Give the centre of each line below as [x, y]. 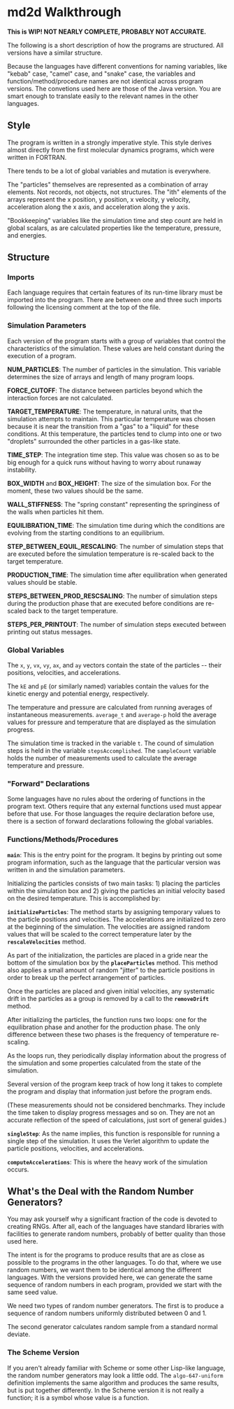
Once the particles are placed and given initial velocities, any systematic [111, 991]
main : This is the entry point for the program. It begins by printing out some [115, 855]
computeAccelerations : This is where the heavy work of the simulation [108, 1162]
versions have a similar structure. [55, 53]
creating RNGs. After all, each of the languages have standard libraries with [116, 1227]
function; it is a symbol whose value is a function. [78, 1397]
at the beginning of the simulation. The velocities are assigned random [109, 927]
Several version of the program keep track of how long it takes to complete [115, 1084]
